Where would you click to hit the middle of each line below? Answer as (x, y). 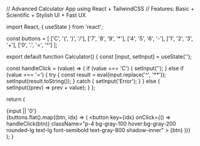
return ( (16, 99)
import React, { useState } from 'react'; (55, 27)
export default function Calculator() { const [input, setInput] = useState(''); (99, 56)
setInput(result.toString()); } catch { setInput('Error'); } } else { (83, 81)
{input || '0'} (22, 111)
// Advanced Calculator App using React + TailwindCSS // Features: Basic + (101, 9)
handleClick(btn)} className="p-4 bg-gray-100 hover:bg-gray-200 (91, 124)
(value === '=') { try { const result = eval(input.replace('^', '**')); (86, 75)
